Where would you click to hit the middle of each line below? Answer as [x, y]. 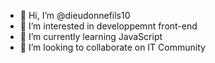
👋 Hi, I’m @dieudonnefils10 [75, 15]
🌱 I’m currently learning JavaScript [91, 36]
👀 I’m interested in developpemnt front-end [108, 26]
